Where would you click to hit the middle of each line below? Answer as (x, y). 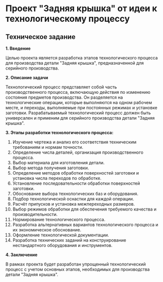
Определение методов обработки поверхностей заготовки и (76, 173)
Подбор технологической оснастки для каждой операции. (73, 199)
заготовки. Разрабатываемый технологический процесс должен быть (78, 113)
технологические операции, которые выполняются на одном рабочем (79, 102)
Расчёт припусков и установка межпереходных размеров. (74, 204)
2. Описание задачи (27, 78)
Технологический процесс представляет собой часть (61, 87)
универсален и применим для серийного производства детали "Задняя (80, 118)
